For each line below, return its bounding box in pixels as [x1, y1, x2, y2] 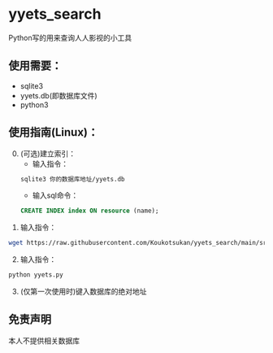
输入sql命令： [32, 190, 79, 200]
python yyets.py [8, 271, 63, 279]
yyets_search [8, 5, 102, 24]
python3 [19, 99, 49, 110]
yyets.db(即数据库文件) [19, 90, 97, 100]
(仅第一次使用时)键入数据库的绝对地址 [19, 286, 148, 297]
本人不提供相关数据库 [8, 335, 80, 346]
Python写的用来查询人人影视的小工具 [8, 33, 132, 42]
